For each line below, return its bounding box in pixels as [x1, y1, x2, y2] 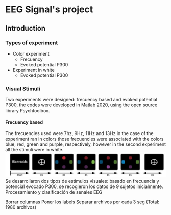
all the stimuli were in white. [5, 147, 64, 153]
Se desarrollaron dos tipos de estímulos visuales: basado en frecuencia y [5, 178, 159, 184]
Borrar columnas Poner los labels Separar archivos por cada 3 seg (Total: [5, 199, 160, 205]
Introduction [5, 24, 46, 33]
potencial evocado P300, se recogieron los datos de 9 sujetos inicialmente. [5, 183, 163, 190]
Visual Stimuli [5, 85, 40, 92]
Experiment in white [12, 67, 55, 73]
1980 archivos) [5, 204, 37, 210]
